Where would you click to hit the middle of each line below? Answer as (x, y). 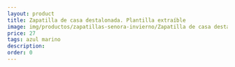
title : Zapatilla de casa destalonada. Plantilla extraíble (97, 20)
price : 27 (22, 33)
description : (26, 46)
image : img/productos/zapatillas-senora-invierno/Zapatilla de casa (109, 27)
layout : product (31, 14)
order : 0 (20, 53)
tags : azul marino (34, 40)
